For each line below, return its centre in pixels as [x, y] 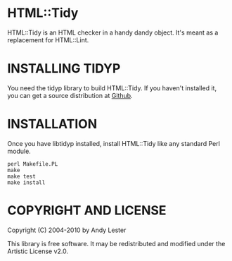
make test [22, 176]
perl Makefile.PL [33, 164]
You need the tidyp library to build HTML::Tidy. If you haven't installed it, [112, 88]
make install [26, 182]
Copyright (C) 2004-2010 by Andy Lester [67, 230]
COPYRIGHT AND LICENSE [87, 210]
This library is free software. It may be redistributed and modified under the [116, 243]
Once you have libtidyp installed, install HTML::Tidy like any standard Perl [114, 143]
